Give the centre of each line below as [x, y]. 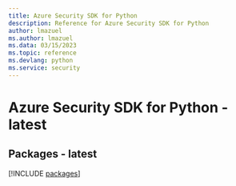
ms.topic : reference [43, 53]
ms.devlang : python [41, 61]
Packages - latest [53, 154]
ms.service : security [44, 68]
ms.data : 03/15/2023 [43, 46]
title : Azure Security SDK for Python [73, 16]
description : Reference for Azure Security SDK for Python [109, 23]
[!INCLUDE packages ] [44, 173]
